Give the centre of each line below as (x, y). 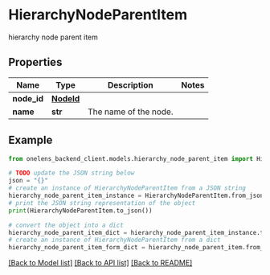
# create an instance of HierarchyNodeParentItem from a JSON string (127, 188)
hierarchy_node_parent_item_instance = (75, 196)
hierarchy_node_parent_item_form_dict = (77, 248)
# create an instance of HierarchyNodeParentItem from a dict (115, 240)
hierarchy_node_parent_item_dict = (68, 232)
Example (31, 140)
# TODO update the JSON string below (72, 173)
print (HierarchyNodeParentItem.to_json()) (80, 211)
